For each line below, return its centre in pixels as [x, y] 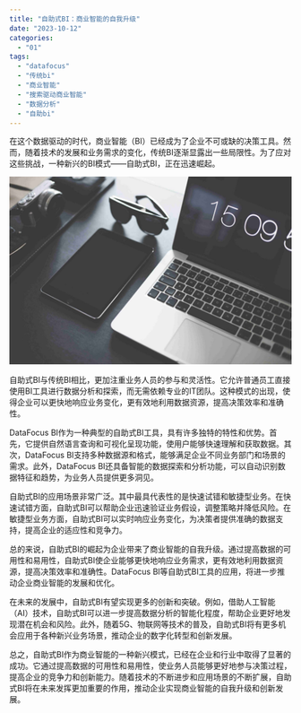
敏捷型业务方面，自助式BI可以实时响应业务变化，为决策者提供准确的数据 [142, 519]
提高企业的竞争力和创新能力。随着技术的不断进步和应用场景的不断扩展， [142, 677]
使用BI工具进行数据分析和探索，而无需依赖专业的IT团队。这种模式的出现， [146, 391]
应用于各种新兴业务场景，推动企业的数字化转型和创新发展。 [127, 636]
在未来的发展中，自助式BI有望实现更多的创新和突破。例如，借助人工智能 [142, 602]
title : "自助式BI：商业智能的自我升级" [75, 19]
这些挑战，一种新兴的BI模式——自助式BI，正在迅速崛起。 [115, 164]
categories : [31, 38]
